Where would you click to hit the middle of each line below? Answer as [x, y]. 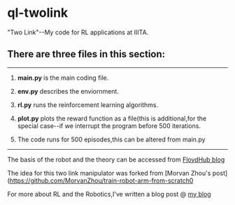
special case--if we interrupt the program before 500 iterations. [109, 126]
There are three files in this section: [86, 54]
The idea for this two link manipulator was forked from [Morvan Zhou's [109, 173]
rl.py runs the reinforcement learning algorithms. [88, 105]
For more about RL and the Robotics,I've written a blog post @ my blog [109, 194]
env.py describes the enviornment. [68, 91]
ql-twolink [38, 13]
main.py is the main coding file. [63, 78]
